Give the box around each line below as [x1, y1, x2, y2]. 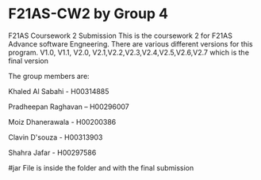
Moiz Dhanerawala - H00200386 [8, 117, 117, 126]
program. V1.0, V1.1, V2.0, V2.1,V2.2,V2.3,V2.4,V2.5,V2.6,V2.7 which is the [8, 47, 250, 57]
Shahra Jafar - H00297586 [8, 148, 97, 157]
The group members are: [8, 71, 90, 81]
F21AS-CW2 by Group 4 [8, 5, 169, 23]
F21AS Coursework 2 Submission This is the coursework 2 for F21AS [8, 31, 232, 40]
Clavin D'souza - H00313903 [8, 132, 103, 142]
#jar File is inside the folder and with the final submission [8, 163, 194, 172]
